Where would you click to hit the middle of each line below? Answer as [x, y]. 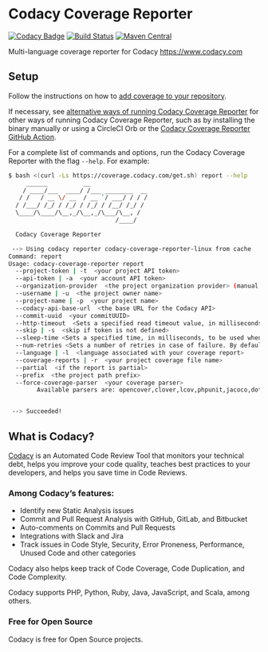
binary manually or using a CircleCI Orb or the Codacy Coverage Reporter [130, 128]
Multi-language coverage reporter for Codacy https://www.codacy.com [126, 51]
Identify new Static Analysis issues [77, 511]
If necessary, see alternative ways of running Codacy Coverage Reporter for [134, 111]
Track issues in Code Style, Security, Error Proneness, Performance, [132, 545]
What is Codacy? [51, 436]
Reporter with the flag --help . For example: [79, 161]
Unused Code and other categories [78, 553]
